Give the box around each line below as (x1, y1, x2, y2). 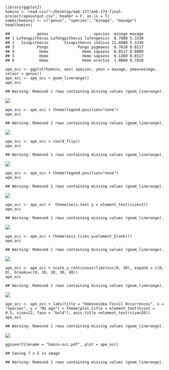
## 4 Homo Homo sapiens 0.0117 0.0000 (5, 49, 144, 54)
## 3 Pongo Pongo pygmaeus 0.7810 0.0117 (5, 45, 144, 50)
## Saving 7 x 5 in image (5, 351, 60, 356)
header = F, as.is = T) (59, 14, 110, 19)
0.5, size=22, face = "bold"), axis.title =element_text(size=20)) (5, 310, 151, 315)
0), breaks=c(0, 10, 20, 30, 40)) (5, 270, 78, 275)
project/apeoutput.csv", (5, 14, 58, 19)
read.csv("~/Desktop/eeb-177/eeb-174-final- (27, 9, 123, 14)
